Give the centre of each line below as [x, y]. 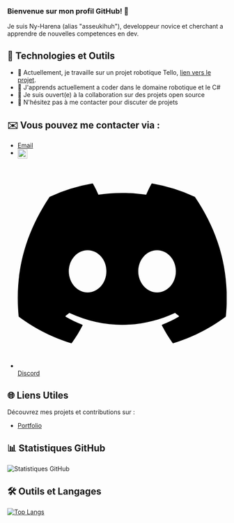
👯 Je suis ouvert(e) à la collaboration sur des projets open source [111, 95]
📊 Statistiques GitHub [56, 449]
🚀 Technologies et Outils [61, 56]
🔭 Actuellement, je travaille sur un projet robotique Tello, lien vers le [114, 73]
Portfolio [30, 425]
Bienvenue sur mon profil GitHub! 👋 [68, 11]
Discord [29, 374]
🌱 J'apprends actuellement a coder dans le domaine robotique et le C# [119, 87]
